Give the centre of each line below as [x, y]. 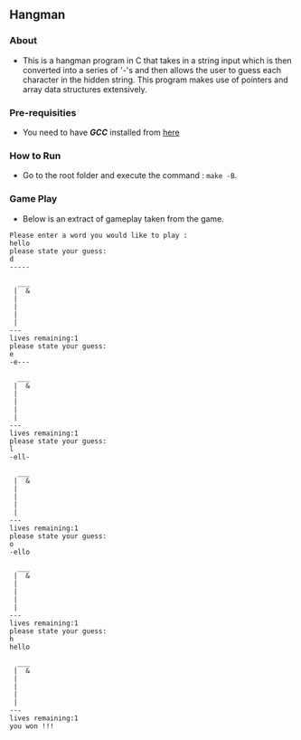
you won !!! [32, 726]
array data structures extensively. [85, 89]
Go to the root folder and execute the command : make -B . [130, 176]
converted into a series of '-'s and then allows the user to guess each [152, 70]
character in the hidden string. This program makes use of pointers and [155, 80]
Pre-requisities [43, 112]
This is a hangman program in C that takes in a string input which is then [157, 60]
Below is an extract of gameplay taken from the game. [123, 218]
